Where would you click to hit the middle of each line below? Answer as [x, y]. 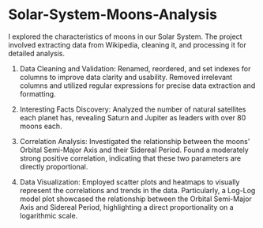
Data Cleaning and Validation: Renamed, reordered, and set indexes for [135, 68]
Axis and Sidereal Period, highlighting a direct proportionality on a [127, 207]
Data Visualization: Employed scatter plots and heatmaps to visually [130, 182]
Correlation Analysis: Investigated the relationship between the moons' [135, 141]
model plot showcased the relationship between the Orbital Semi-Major [136, 199]
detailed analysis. [37, 53]
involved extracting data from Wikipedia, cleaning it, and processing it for [127, 44]
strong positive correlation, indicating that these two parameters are [130, 158]
